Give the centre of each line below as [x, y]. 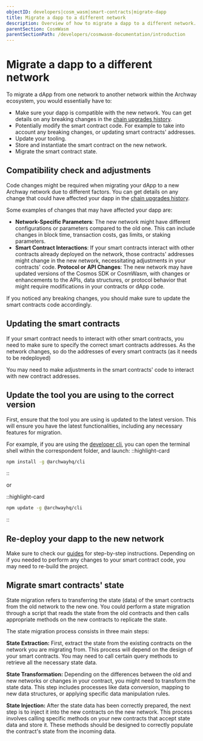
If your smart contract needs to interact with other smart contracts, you [95, 338]
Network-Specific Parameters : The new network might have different [103, 221]
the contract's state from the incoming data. [61, 731]
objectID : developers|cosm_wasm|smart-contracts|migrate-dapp [86, 12]
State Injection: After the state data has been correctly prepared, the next [98, 705]
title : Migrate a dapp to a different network [66, 18]
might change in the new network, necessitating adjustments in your [100, 260]
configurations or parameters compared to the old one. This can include [105, 228]
